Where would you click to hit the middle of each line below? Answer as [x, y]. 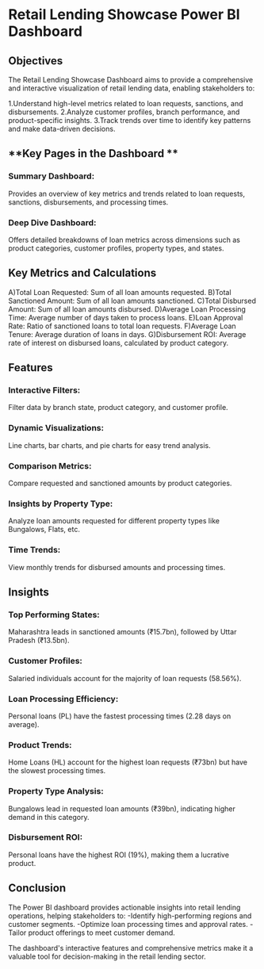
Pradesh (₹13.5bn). [39, 641]
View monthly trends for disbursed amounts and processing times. [117, 567]
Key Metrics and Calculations [82, 273]
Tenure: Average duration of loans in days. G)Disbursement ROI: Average [127, 334]
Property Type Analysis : [56, 791]
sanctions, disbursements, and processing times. [88, 202]
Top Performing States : [54, 615]
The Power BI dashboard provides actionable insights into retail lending [124, 907]
